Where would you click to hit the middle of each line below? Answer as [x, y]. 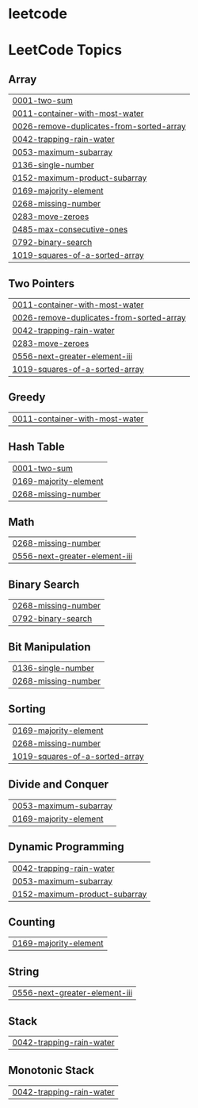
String [24, 971]
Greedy [27, 397]
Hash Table [36, 447]
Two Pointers [42, 284]
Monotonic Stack [51, 1070]
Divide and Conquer [59, 785]
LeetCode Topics [65, 50]
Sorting [27, 709]
